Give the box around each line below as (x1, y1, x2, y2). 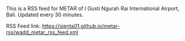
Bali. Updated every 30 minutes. (6, 11, 84, 18)
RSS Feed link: (6, 23, 41, 29)
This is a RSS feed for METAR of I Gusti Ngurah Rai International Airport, (6, 5, 180, 12)
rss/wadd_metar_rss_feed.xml (6, 29, 78, 36)
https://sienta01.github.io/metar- (42, 23, 120, 29)
